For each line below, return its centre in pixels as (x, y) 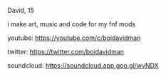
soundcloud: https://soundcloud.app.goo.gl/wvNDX (83, 66)
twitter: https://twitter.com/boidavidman (66, 52)
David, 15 (21, 10)
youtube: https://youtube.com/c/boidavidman (74, 38)
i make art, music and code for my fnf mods (72, 24)
